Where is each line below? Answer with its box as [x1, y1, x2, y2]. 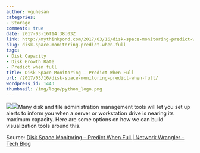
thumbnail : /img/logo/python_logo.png [6, 86, 102, 92]
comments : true [6, 25, 44, 32]
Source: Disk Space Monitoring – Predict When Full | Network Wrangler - [6, 133, 185, 140]
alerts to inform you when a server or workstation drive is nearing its [6, 110, 174, 117]
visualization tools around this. [6, 122, 81, 129]
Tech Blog [6, 140, 31, 147]
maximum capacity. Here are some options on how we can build [6, 115, 164, 123]
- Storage [6, 20, 31, 26]
